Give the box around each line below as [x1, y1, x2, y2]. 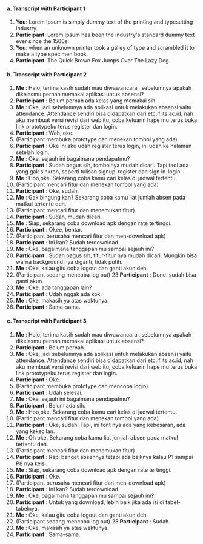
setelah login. [15, 149, 50, 156]
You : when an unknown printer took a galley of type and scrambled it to [15, 44, 195, 52]
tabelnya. [15, 505, 39, 512]
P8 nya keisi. [15, 460, 48, 467]
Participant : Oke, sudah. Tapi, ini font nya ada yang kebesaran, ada [15, 421, 186, 428]
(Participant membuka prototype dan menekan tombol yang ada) [15, 136, 178, 143]
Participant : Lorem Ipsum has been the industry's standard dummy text [15, 31, 195, 39]
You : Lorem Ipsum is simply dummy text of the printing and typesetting [15, 18, 193, 25]
